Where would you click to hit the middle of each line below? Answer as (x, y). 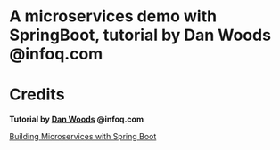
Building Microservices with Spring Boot (83, 137)
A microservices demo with (113, 16)
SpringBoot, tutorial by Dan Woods (140, 35)
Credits (37, 95)
